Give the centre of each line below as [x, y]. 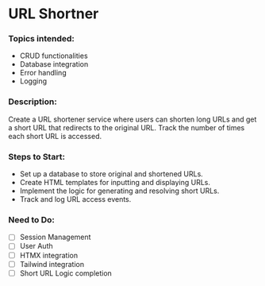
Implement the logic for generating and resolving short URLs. [119, 191]
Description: [33, 102]
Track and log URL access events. [75, 199]
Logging [33, 81]
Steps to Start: [37, 157]
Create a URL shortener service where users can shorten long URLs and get [132, 119]
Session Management [55, 237]
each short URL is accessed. [55, 136]
